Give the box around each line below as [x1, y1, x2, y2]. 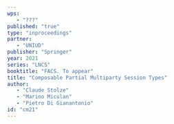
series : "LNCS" [7, 61, 51, 68]
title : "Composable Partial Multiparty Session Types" [7, 74, 168, 81]
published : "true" [7, 23, 60, 30]
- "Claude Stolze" [16, 87, 69, 94]
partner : [7, 36, 32, 43]
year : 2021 [7, 55, 39, 62]
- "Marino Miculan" [16, 94, 72, 101]
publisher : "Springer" [7, 49, 72, 56]
